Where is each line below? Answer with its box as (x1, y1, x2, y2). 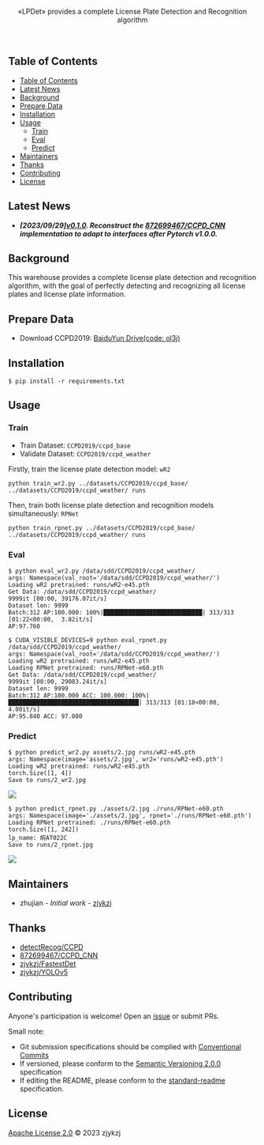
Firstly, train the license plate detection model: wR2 (8, 464, 171, 474)
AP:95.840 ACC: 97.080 (8, 712, 83, 720)
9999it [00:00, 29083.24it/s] (8, 678, 108, 686)
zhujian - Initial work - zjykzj (19, 898, 112, 908)
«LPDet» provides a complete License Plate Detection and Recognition (17, 7, 247, 16)
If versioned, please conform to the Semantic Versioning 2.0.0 (19, 1059, 221, 1068)
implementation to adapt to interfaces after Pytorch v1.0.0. (19, 229, 218, 238)
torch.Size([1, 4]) (8, 769, 73, 777)
